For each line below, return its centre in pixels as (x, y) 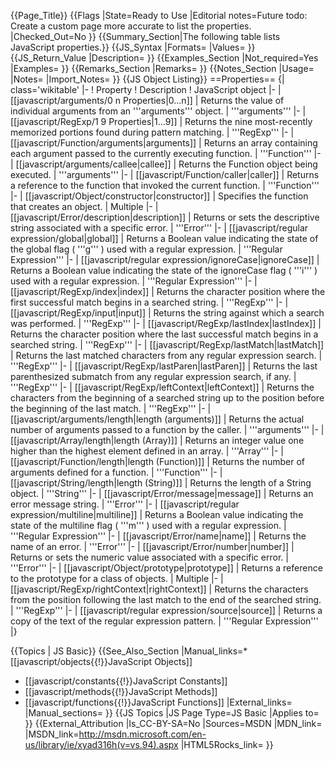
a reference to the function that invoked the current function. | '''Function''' (165, 185)
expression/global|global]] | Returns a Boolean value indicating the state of (164, 238)
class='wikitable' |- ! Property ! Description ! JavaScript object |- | (146, 89)
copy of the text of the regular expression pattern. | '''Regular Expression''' (164, 621)
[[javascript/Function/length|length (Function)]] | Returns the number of (157, 461)
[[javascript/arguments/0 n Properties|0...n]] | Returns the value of (147, 100)
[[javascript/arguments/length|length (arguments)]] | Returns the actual (157, 419)
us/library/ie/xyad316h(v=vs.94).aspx (101, 744)
